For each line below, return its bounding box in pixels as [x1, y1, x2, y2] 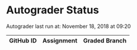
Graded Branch [83, 36, 127, 44]
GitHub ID [9, 36, 37, 44]
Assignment [42, 36, 78, 44]
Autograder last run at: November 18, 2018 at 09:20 [6, 23, 131, 30]
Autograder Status [6, 3, 99, 17]
